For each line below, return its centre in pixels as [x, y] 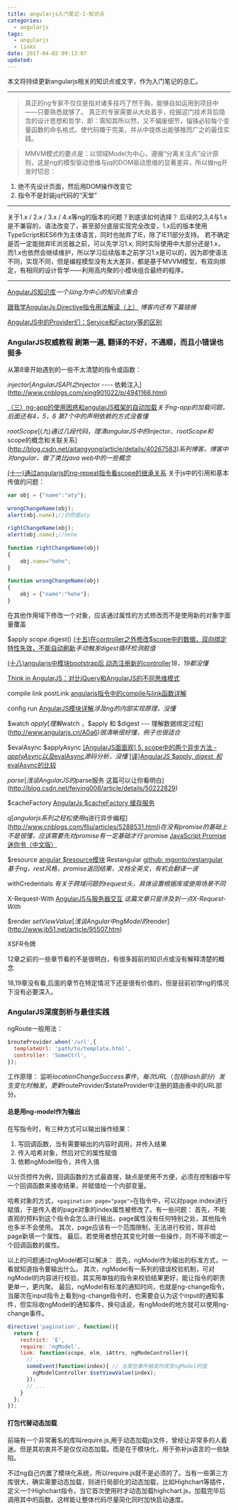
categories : [25, 21]
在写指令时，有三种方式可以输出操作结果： [69, 1128]
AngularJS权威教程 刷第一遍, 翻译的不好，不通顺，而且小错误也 [116, 342]
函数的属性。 [45, 1245]
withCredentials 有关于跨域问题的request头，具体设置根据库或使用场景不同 [117, 883]
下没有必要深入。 [32, 991]
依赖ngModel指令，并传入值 [58, 1162]
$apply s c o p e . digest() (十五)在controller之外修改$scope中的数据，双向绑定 [117, 639]
